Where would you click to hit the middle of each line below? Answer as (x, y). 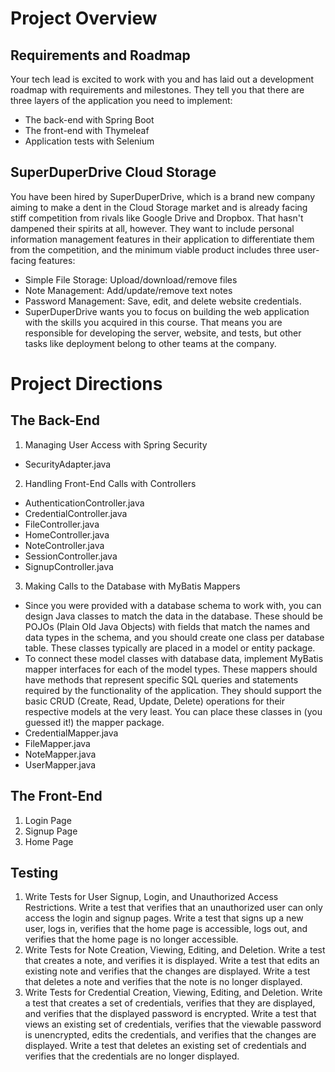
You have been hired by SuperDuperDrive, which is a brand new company (163, 196)
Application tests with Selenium (89, 141)
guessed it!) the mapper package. (94, 722)
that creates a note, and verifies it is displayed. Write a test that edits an (172, 961)
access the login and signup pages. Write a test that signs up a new (164, 918)
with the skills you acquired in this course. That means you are (153, 322)
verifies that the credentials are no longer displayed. (132, 1056)
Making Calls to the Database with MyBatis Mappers (132, 586)
